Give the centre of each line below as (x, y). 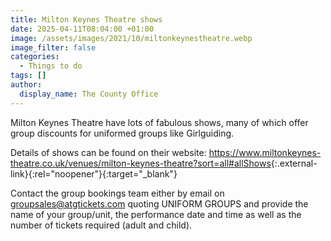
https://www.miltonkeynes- (265, 152)
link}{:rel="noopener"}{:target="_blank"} (94, 173)
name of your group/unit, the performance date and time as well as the (156, 214)
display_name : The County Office (89, 94)
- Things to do (51, 66)
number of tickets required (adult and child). (101, 225)
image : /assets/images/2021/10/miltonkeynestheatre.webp (131, 38)
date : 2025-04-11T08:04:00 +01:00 (82, 29)
